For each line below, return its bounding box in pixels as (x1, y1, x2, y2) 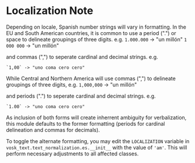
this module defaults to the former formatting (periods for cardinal (6, 120, 165, 127)
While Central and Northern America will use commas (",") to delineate (6, 75, 176, 82)
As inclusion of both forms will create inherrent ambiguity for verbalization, (6, 114, 187, 121)
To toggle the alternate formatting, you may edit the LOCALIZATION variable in (6, 137, 190, 144)
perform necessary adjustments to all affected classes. (6, 150, 139, 157)
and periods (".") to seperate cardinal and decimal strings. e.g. (6, 92, 156, 99)
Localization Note (6, 4, 94, 18)
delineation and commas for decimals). (6, 126, 100, 133)
